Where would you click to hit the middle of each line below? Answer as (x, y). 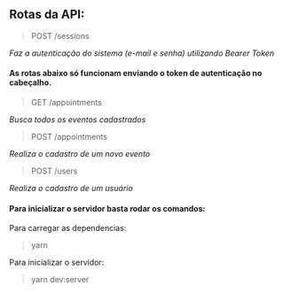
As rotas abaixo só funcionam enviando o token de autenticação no (136, 73)
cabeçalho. (30, 82)
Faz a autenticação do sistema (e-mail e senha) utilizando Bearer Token (142, 53)
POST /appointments (69, 137)
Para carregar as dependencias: (68, 228)
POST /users (54, 171)
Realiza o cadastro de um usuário (71, 189)
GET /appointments (66, 103)
